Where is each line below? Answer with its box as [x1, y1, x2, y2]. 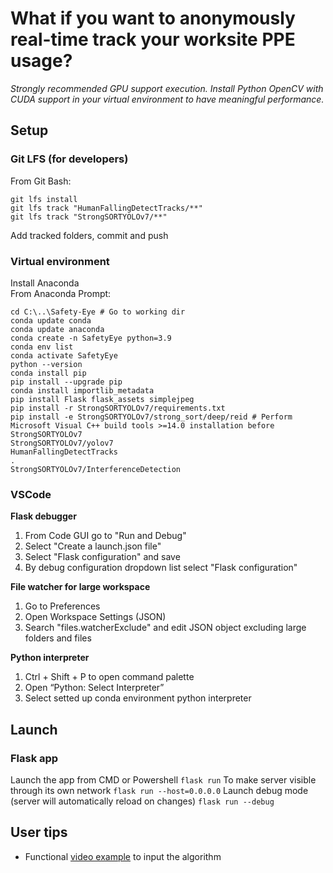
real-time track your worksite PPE [10, 28, 296, 51]
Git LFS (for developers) [10, 152, 129, 166]
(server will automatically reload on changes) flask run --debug [10, 795, 275, 807]
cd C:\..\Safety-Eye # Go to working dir [10, 307, 186, 317]
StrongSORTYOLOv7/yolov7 [10, 438, 114, 448]
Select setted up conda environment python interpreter [24, 692, 252, 704]
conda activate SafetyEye [10, 350, 118, 361]
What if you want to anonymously [10, 7, 296, 30]
